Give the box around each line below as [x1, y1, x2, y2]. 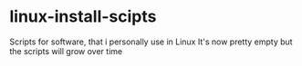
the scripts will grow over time [9, 45, 123, 56]
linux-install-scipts [9, 6, 157, 27]
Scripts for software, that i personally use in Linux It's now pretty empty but [9, 36, 294, 47]
